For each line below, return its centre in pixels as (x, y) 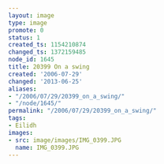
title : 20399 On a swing (49, 67)
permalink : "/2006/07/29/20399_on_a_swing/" (82, 111)
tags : (17, 118)
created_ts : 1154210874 (47, 45)
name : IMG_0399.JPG (47, 147)
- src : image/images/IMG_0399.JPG (65, 140)
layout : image (32, 15)
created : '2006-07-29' (45, 74)
